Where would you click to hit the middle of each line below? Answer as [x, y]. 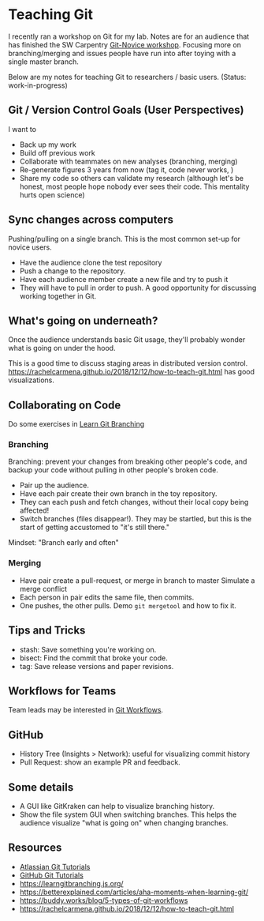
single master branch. [43, 62]
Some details [41, 787]
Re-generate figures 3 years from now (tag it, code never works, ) [126, 169]
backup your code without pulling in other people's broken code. [113, 470]
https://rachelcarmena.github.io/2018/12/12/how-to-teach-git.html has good [131, 372]
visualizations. [32, 380]
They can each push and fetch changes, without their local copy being [134, 502]
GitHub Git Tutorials [52, 875]
